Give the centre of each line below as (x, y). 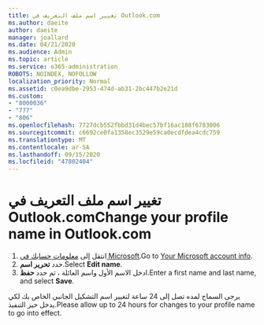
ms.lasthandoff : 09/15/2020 (54, 154)
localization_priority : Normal (59, 81)
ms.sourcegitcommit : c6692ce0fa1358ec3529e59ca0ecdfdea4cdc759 (114, 132)
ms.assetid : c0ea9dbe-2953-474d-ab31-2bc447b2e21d (93, 89)
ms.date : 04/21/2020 (42, 45)
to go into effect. (35, 313)
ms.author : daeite (38, 23)
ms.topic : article (38, 60)
